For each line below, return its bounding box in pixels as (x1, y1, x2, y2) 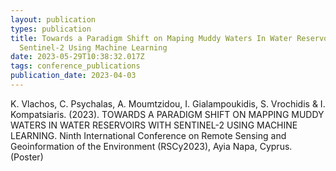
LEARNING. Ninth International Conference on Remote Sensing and (10, 129, 287, 141)
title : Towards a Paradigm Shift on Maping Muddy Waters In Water (10, 33, 293, 43)
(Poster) (10, 151, 44, 163)
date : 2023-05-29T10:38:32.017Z (10, 52, 145, 62)
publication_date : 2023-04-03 (10, 71, 137, 81)
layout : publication (10, 14, 97, 25)
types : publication (10, 24, 92, 34)
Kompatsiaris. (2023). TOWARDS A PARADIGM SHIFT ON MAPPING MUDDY (10, 108, 325, 120)
